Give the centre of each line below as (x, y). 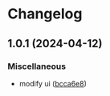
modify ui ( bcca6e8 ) (53, 83)
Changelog (45, 14)
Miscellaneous (37, 66)
